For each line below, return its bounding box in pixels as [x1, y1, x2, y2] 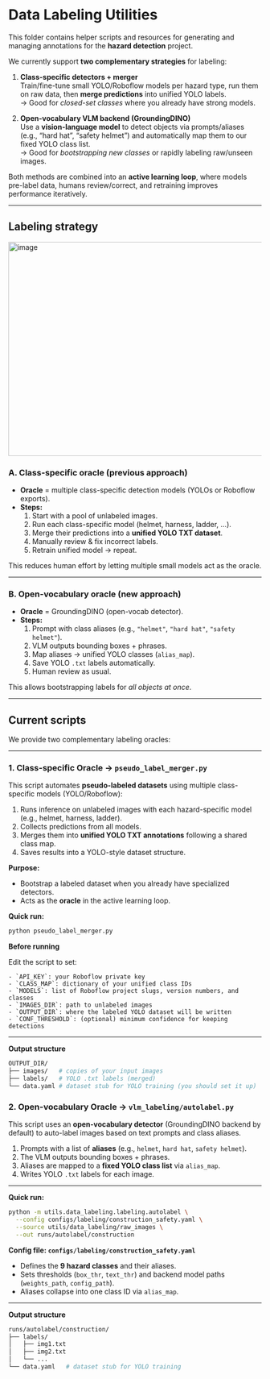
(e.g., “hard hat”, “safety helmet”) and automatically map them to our [19, 131, 247, 140]
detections [8, 1022, 45, 1031]
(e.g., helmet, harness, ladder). [19, 813, 123, 823]
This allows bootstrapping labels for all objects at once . [8, 683, 192, 692]
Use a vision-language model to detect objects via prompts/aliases [19, 122, 245, 131]
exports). [19, 494, 51, 504]
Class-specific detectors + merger [19, 72, 138, 81]
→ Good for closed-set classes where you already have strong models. [19, 98, 256, 107]
